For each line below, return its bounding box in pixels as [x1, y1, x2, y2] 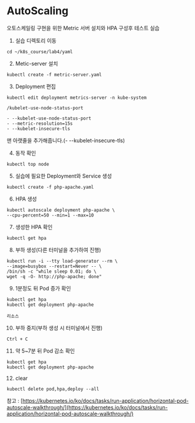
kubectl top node [6, 161, 49, 167]
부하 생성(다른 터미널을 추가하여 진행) [15, 246, 101, 253]
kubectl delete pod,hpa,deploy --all [6, 386, 100, 392]
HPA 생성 [15, 195, 37, 202]
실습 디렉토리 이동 [15, 37, 57, 44]
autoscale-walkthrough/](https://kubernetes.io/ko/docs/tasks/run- [6, 403, 168, 411]
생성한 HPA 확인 [15, 223, 53, 230]
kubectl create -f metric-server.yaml [6, 72, 102, 78]
